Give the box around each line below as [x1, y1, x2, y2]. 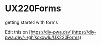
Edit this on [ [5, 29, 31, 35]
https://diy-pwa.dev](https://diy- [30, 29, 96, 35]
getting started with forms [5, 19, 58, 25]
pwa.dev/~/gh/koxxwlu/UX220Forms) [5, 34, 82, 40]
